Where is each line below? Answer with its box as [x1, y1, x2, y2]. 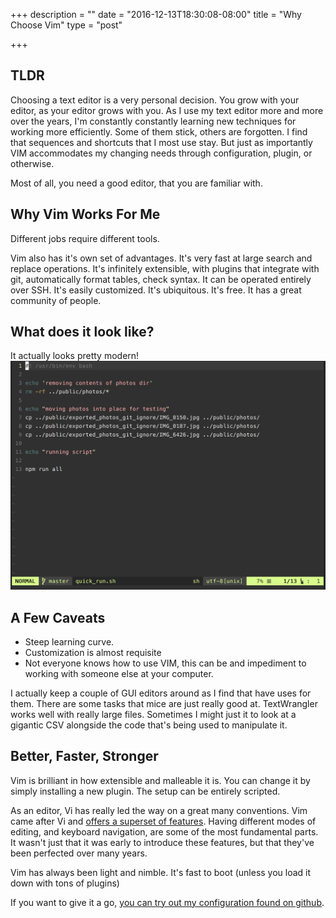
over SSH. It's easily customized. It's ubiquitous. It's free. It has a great [10, 284, 302, 296]
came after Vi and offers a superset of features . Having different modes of [10, 815, 317, 827]
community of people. [10, 294, 102, 306]
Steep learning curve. [24, 635, 115, 648]
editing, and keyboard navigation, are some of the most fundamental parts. [10, 825, 319, 838]
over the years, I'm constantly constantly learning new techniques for [10, 115, 297, 127]
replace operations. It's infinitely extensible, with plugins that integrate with [10, 262, 320, 274]
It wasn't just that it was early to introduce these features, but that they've [10, 836, 315, 848]
